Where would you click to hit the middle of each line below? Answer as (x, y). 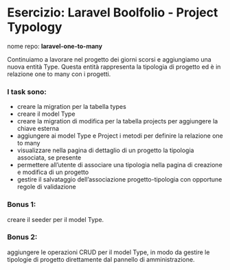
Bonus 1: (22, 205)
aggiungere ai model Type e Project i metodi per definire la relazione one (120, 136)
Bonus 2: (22, 237)
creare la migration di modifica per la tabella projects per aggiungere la (117, 121)
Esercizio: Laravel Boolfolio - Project (113, 13)
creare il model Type (46, 114)
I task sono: (27, 92)
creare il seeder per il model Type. (56, 219)
